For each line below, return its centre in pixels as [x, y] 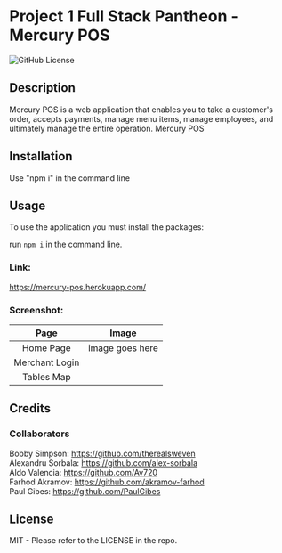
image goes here [123, 347]
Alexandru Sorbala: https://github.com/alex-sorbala [104, 463]
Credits [30, 408]
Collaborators [40, 434]
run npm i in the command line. [66, 244]
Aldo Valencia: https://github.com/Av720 [84, 472]
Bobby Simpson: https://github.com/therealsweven [102, 453]
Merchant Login [47, 362]
